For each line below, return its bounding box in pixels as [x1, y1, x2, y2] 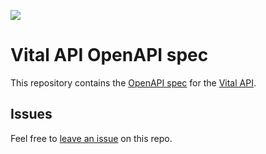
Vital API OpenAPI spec [10, 44, 209, 67]
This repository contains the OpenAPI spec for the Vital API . [10, 76, 257, 89]
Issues [10, 106, 53, 123]
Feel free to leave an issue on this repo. [10, 132, 173, 144]
